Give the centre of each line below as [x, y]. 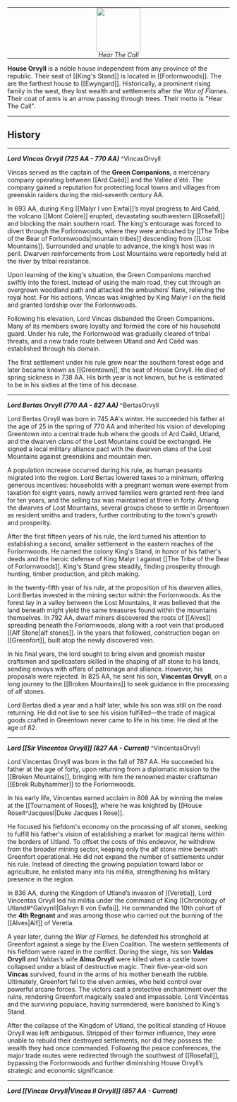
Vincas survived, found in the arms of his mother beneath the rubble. [108, 974]
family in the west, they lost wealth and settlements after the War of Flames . [118, 91]
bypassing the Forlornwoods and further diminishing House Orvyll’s [105, 1062]
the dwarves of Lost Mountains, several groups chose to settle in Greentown [119, 508]
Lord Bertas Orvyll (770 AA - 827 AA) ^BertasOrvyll [83, 405]
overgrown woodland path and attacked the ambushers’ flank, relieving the [116, 290]
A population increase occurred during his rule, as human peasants [105, 470]
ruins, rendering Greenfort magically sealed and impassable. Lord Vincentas [118, 997]
